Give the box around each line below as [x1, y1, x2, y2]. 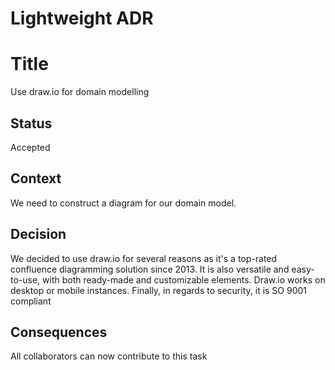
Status [10, 115, 53, 132]
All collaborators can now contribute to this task [10, 350, 208, 362]
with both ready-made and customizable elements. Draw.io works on [42, 273, 326, 286]
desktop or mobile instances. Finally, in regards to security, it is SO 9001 [10, 284, 308, 296]
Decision [10, 226, 67, 243]
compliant [10, 295, 52, 307]
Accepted [10, 141, 51, 153]
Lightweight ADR [10, 7, 154, 30]
